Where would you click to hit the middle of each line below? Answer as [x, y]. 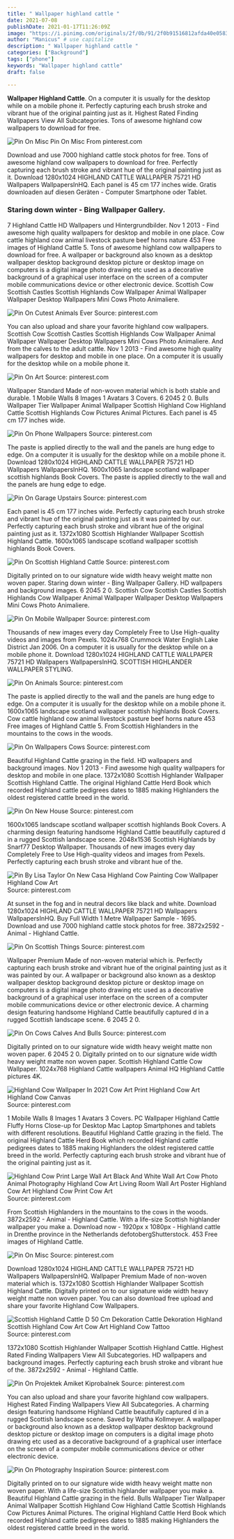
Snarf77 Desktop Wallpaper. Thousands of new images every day [101, 847]
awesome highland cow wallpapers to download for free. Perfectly [103, 162]
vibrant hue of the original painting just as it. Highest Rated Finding [103, 113]
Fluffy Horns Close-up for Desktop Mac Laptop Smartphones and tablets [111, 1125]
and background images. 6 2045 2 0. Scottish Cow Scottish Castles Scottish [117, 590]
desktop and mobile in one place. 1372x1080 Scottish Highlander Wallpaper [116, 775]
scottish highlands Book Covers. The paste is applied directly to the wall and [117, 477]
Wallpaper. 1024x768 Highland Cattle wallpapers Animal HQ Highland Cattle [116, 1069]
